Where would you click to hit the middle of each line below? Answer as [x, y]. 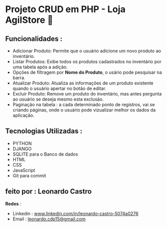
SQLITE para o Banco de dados [45, 154]
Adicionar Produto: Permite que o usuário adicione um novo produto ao [87, 51]
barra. [19, 78]
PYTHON [22, 143]
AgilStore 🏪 [29, 20]
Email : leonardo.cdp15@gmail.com [49, 219]
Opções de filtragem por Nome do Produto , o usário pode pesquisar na [87, 72]
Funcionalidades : [34, 39]
